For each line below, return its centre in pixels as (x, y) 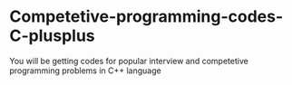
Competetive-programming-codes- (146, 17)
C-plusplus (52, 36)
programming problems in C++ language (85, 71)
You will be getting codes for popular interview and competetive (129, 61)
